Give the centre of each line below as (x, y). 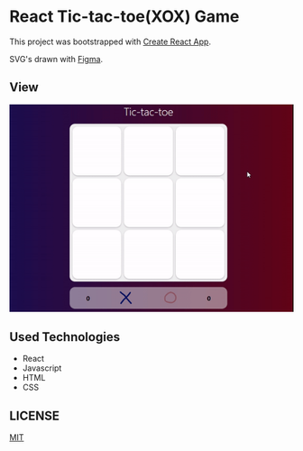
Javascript (42, 368)
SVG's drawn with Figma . (56, 59)
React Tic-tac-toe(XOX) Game (124, 17)
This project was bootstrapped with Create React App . (110, 41)
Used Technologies (64, 337)
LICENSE (35, 415)
